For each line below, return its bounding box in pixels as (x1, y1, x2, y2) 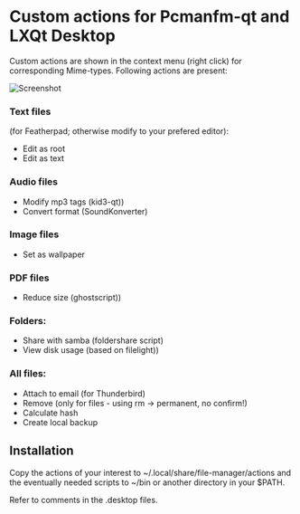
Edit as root (22, 143, 66, 155)
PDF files (9, 271, 50, 284)
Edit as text (22, 153, 65, 164)
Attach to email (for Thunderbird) (22, 387, 146, 399)
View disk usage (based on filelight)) (22, 345, 160, 356)
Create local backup (22, 416, 98, 427)
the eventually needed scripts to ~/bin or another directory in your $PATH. (9, 477, 286, 488)
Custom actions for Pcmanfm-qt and (9, 6, 290, 27)
